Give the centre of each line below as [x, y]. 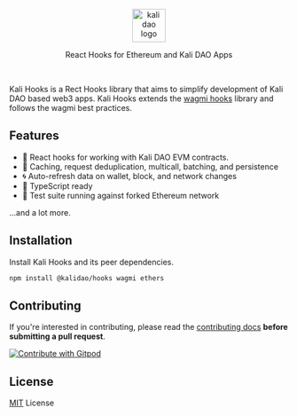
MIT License [32, 403]
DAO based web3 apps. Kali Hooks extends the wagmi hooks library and [141, 98]
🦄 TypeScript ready [57, 185]
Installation [41, 241]
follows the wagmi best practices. [71, 108]
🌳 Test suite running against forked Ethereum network [121, 195]
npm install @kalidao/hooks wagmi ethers [87, 278]
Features [34, 136]
